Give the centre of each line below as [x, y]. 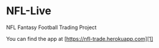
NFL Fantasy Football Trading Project [51, 27]
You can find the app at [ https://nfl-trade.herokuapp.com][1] [79, 39]
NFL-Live [29, 11]
